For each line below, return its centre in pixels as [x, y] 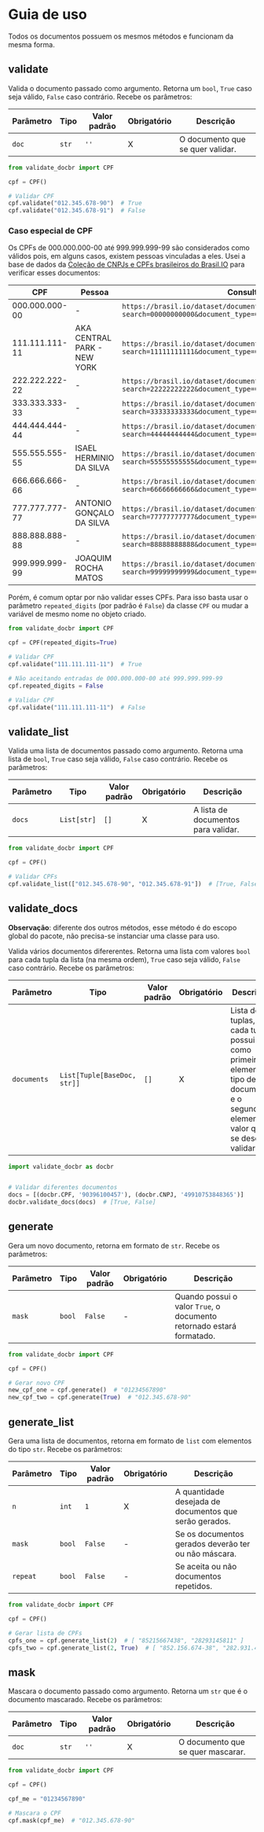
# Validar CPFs [33, 876]
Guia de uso [48, 15]
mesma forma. [31, 44]
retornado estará [206, 1325]
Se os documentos [210, 1534]
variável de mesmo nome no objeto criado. [77, 614]
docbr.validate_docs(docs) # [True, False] [82, 1202]
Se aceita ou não [206, 1567]
